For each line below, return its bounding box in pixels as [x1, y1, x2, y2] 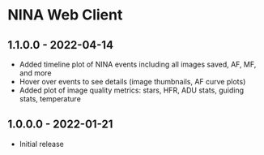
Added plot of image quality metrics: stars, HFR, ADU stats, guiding [19, 85, 245, 95]
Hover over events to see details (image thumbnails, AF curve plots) [19, 77, 246, 86]
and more [19, 68, 52, 78]
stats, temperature [19, 94, 82, 103]
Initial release [19, 139, 64, 149]
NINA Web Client [7, 6, 123, 24]
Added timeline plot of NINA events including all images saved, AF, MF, [19, 59, 257, 69]
